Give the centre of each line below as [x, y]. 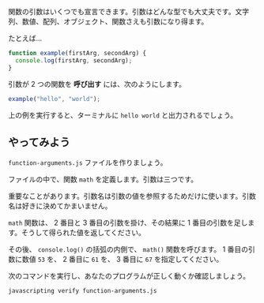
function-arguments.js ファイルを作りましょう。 [88, 163]
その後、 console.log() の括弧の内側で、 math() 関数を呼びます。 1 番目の [128, 249]
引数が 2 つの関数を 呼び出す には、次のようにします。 [97, 84]
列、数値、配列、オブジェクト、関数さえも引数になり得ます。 [108, 21]
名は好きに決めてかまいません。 [60, 206]
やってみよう [39, 142]
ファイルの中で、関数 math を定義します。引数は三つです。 [103, 179]
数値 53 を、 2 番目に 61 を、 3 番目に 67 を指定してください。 [123, 260]
